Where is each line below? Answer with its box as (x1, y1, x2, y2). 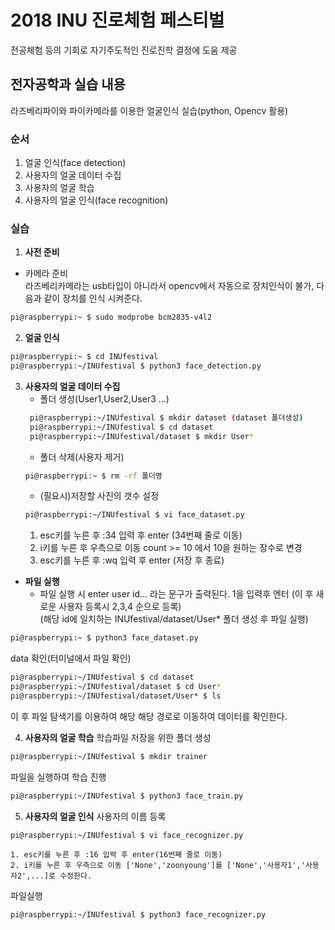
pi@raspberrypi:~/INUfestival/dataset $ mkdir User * (29, 431, 254, 441)
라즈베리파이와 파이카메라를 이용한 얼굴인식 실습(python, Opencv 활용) (10, 104, 289, 116)
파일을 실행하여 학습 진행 (10, 771, 107, 783)
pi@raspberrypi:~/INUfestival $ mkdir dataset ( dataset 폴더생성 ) (29, 412, 304, 423)
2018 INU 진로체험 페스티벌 (10, 9, 225, 32)
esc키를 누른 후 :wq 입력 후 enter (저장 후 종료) (39, 554, 225, 566)
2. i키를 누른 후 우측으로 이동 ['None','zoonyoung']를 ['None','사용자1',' (10, 861, 306, 871)
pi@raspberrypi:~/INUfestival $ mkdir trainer (10, 751, 208, 761)
